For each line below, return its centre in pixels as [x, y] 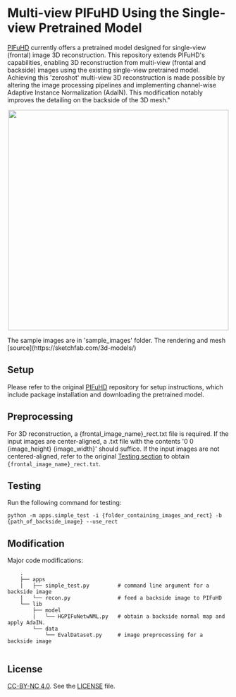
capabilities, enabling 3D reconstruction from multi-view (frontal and [107, 62]
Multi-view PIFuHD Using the [93, 13]
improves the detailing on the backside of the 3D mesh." [89, 99]
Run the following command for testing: [64, 503]
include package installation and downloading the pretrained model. [106, 394]
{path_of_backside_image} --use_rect [63, 522]
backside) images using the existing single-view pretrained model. [104, 70]
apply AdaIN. [26, 623]
